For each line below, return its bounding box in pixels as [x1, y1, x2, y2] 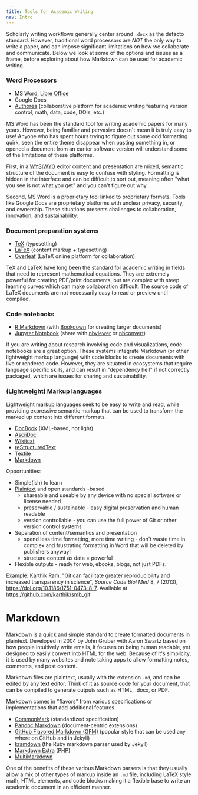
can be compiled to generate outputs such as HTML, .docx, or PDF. [6, 686, 170, 693]
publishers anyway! [23, 548, 71, 555]
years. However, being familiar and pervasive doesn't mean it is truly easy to [6, 126, 192, 133]
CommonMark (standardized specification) [14, 715, 119, 722]
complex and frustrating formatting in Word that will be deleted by [23, 541, 184, 549]
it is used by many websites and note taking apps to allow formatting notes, [6, 656, 190, 663]
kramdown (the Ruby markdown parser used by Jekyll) [14, 740, 148, 747]
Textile [14, 450, 31, 457]
